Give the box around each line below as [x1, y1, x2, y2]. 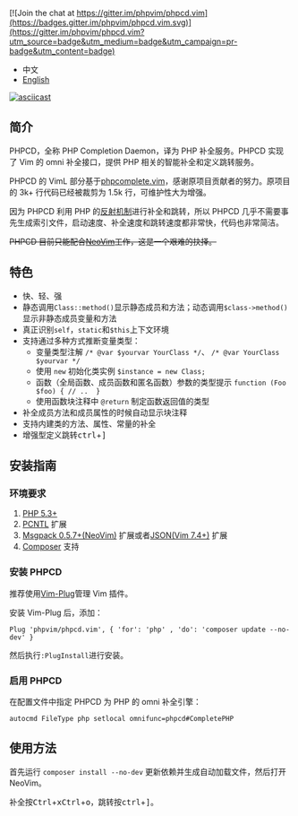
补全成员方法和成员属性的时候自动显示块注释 [21, 407, 188, 418]
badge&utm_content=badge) [9, 46, 115, 56]
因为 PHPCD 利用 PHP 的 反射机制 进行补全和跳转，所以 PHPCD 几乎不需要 [9, 205, 282, 216]
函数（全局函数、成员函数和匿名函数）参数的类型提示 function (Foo [35, 377, 286, 387]
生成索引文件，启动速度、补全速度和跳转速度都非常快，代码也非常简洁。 [16, 217, 284, 228]
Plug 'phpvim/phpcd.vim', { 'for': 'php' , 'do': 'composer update [9, 625, 267, 634]
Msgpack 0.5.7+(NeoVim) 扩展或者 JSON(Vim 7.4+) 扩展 [21, 530, 228, 541]
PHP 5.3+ [21, 508, 58, 519]
